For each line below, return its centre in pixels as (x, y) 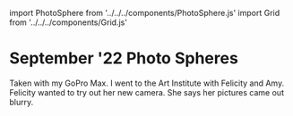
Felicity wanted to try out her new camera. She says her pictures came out (147, 92)
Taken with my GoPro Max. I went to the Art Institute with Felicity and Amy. (147, 83)
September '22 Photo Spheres (124, 58)
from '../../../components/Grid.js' (69, 22)
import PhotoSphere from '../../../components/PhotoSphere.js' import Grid (145, 13)
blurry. (22, 102)
